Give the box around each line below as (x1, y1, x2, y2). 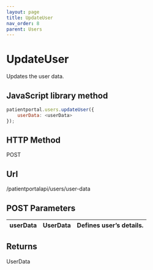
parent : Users (6, 26, 43, 32)
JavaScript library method (6, 90, 108, 101)
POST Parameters (6, 203, 76, 213)
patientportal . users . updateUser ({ (6, 107, 95, 113)
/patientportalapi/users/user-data (6, 185, 91, 193)
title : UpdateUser (6, 15, 53, 21)
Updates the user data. (6, 73, 64, 80)
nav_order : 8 (6, 20, 40, 26)
